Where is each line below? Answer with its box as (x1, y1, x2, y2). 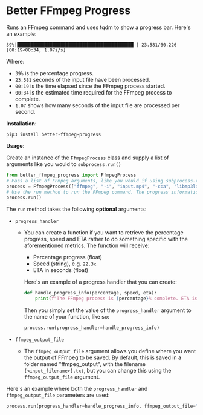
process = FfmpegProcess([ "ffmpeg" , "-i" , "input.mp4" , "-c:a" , (6, 183, 172, 190)
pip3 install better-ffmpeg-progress (6, 131, 101, 138)
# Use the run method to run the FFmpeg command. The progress (6, 189, 169, 195)
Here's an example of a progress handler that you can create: (24, 278, 177, 285)
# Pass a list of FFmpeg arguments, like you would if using (6, 178, 164, 184)
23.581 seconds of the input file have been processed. (14, 76, 150, 83)
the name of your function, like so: (24, 313, 110, 320)
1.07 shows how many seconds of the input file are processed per (14, 101, 180, 109)
